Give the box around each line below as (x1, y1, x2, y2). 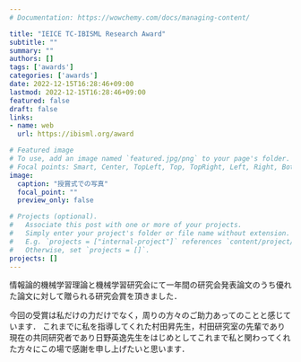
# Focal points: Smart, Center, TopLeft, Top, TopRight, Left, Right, (9, 163, 279, 172)
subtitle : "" (9, 38, 58, 47)
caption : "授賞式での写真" (17, 179, 109, 189)
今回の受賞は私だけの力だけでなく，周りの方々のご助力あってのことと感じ (9, 310, 284, 321)
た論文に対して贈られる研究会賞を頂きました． (9, 291, 182, 302)
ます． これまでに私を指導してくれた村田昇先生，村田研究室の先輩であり (16, 321, 286, 332)
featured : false (9, 96, 70, 105)
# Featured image (9, 146, 74, 155)
